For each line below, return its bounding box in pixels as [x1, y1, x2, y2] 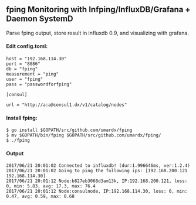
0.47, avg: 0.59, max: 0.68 [6, 193, 75, 200]
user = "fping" [6, 76, 43, 83]
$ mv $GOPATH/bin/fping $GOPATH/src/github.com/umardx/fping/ [6, 132, 161, 138]
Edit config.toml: [6, 43, 48, 50]
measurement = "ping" [6, 71, 59, 77]
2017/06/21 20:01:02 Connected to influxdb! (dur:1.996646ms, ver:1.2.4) [6, 163, 191, 169]
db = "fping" [6, 66, 38, 72]
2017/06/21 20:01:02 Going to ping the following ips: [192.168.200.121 [6, 168, 188, 174]
